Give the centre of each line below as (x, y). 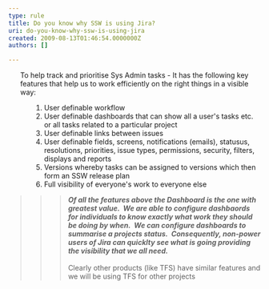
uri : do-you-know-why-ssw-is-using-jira (77, 30)
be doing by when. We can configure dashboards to (157, 226)
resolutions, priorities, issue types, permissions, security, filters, (149, 151)
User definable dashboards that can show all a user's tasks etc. (149, 116)
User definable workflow (84, 108)
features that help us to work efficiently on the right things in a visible (134, 84)
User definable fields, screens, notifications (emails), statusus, (147, 142)
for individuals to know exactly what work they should (160, 217)
